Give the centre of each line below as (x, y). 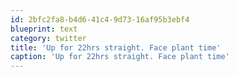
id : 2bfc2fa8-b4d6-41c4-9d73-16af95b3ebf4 (100, 19)
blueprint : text (44, 29)
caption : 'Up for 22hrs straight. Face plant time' (120, 57)
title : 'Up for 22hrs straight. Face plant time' (116, 47)
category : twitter (48, 38)
